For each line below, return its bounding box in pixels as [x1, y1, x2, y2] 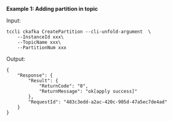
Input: [6, 17, 21, 24]
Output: [6, 55, 26, 63]
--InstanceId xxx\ [17, 34, 64, 40]
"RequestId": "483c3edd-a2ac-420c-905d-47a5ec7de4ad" [28, 99, 168, 105]
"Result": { [28, 78, 59, 84]
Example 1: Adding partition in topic [6, 5, 99, 12]
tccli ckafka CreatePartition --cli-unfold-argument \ [6, 29, 151, 35]
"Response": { [17, 72, 53, 78]
